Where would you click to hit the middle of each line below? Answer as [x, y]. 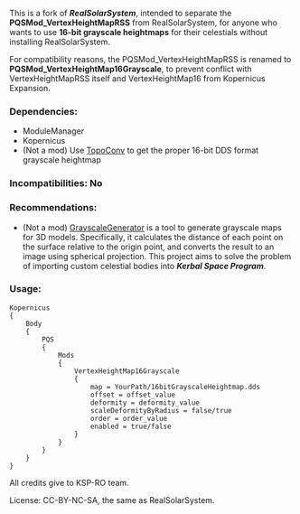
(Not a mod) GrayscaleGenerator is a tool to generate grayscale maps [152, 227]
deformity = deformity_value [145, 402]
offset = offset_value [133, 395]
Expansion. [30, 88]
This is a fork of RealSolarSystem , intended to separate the [121, 13]
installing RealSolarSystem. [60, 42]
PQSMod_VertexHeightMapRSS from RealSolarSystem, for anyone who [144, 23]
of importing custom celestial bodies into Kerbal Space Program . [144, 266]
